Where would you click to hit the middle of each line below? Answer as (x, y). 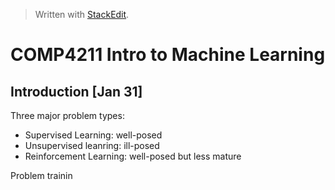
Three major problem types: (67, 115)
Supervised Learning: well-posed (93, 135)
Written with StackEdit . (82, 14)
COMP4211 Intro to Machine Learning (168, 55)
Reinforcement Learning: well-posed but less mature (133, 156)
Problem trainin (41, 175)
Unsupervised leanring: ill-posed (92, 145)
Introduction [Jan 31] (76, 91)
